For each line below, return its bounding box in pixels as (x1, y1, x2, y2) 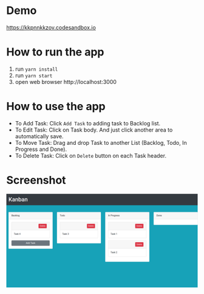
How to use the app (6, 100, 106, 113)
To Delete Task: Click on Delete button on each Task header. (15, 152, 167, 159)
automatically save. (15, 132, 64, 140)
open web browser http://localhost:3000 (15, 78, 117, 85)
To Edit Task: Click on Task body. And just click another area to (15, 126, 173, 133)
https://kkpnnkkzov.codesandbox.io (6, 24, 96, 31)
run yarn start (15, 71, 53, 79)
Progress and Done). (15, 145, 67, 153)
